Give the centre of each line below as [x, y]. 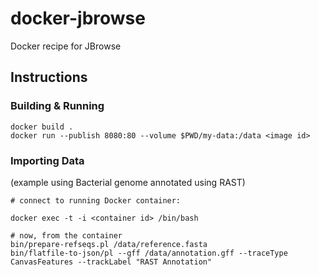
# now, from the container [66, 235]
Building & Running [57, 106]
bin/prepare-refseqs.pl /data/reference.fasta [109, 244]
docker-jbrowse [78, 18]
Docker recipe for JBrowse [66, 46]
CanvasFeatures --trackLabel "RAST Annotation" [111, 262]
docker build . [42, 127]
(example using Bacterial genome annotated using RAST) [128, 182]
